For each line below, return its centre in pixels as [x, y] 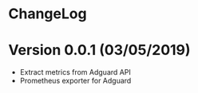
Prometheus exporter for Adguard [75, 81]
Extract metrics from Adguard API [75, 72]
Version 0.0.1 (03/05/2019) [99, 50]
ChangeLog [48, 14]
